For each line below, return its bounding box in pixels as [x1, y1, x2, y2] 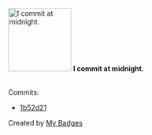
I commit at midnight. [72, 64, 144, 73]
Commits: [8, 88, 39, 97]
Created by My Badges [8, 118, 83, 127]
